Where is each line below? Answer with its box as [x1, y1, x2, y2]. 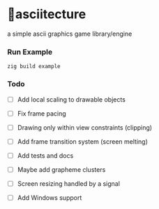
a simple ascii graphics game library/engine [7, 29, 132, 38]
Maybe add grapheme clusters [17, 165, 106, 174]
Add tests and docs [17, 151, 74, 160]
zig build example [7, 63, 61, 70]
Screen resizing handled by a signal [17, 179, 121, 188]
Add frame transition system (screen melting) [17, 137, 149, 146]
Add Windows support [17, 193, 82, 202]
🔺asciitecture [7, 6, 86, 22]
